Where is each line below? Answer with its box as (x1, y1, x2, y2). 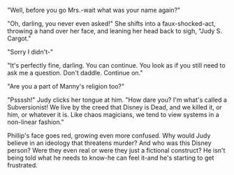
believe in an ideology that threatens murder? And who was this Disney (7, 139, 212, 147)
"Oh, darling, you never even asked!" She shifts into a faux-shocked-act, (7, 20, 217, 27)
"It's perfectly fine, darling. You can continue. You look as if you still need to (7, 61, 226, 69)
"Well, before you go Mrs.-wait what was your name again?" (7, 6, 181, 14)
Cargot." (7, 34, 31, 43)
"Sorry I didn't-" (7, 48, 54, 56)
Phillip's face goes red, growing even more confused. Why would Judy (7, 132, 211, 139)
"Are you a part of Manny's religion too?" (7, 82, 125, 90)
